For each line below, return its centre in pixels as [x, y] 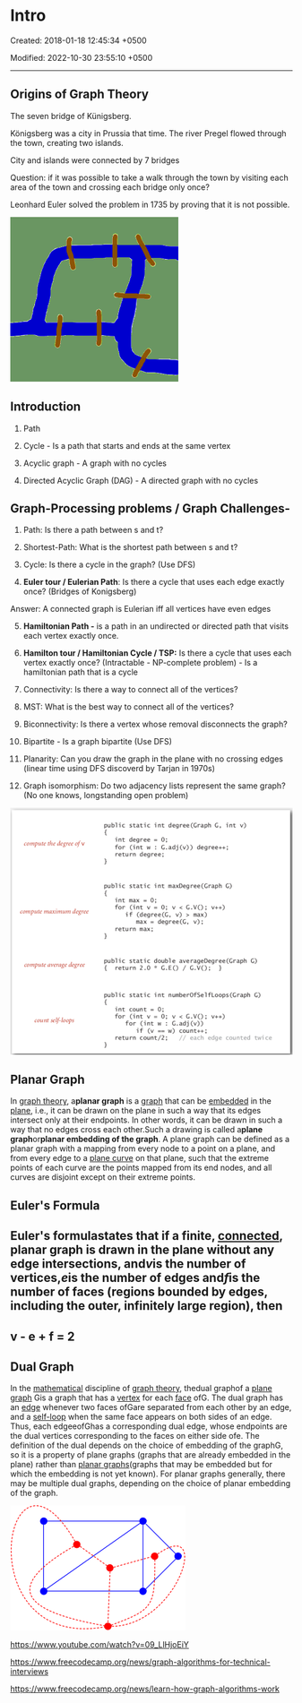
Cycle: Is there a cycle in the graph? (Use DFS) [109, 564]
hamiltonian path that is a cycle [80, 672]
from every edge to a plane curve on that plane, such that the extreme [140, 1158]
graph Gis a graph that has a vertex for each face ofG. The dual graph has [147, 1398]
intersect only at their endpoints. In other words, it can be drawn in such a [147, 1120]
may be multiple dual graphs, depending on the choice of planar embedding [150, 1484]
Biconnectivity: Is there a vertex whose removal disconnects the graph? [155, 724]
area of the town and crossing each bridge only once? [110, 187]
